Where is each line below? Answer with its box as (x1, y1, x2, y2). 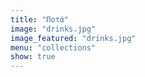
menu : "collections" (10, 42, 97, 53)
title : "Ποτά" (10, 14, 70, 25)
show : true (10, 52, 56, 62)
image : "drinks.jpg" (10, 24, 97, 34)
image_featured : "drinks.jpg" (10, 33, 137, 43)
